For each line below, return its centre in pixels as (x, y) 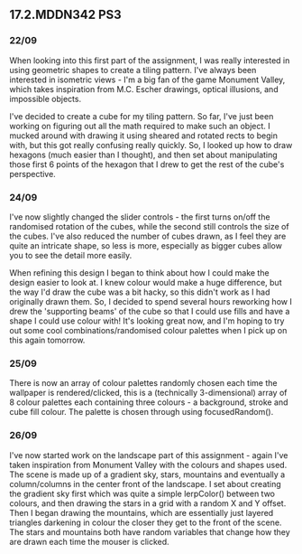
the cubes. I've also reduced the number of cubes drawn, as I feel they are (148, 236)
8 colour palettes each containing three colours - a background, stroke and (149, 402)
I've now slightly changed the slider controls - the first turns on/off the (140, 217)
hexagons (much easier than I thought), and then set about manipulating (143, 155)
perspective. (32, 174)
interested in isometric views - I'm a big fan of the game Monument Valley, (147, 80)
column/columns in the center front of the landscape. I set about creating (145, 484)
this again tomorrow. (47, 340)
